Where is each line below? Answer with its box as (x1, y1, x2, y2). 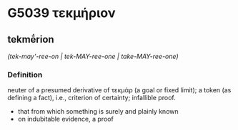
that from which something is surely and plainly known (17, 107, 179, 116)
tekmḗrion (7, 33, 55, 45)
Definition (7, 70, 43, 80)
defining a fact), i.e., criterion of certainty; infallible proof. (7, 94, 177, 102)
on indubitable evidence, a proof (17, 115, 114, 124)
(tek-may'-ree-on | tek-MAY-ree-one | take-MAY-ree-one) (7, 52, 179, 60)
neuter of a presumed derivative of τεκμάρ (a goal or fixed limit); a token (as (7, 86, 232, 94)
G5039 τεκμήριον (7, 5, 116, 21)
